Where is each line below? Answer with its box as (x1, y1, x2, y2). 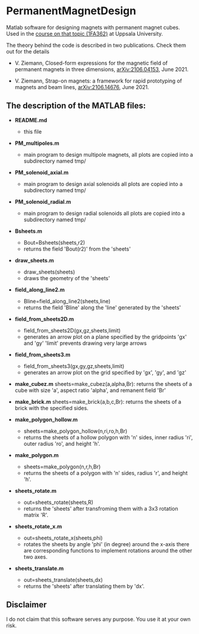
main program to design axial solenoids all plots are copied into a (23, 180, 183, 188)
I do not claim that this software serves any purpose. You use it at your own (6, 616, 191, 623)
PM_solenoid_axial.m (14, 169, 69, 176)
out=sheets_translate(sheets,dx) (23, 576, 103, 583)
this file (23, 128, 42, 135)
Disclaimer (6, 600, 47, 610)
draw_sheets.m (14, 256, 55, 264)
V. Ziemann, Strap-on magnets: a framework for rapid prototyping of (14, 77, 182, 84)
